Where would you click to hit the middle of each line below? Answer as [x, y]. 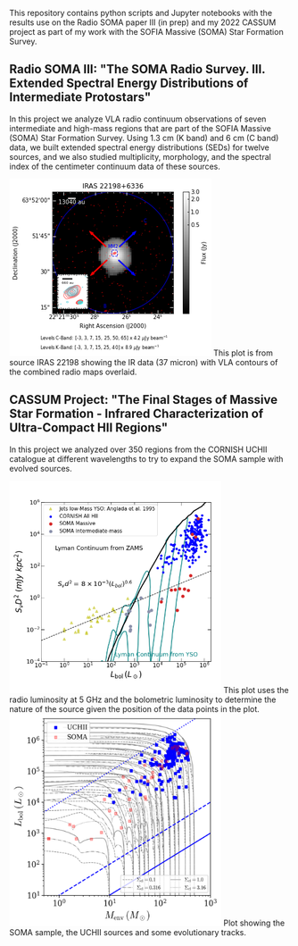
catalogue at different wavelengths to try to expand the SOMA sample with [146, 458]
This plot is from [243, 353]
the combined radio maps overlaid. [73, 372]
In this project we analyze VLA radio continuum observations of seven [138, 119]
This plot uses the [256, 690]
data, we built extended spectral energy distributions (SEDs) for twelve [139, 147]
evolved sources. [41, 468]
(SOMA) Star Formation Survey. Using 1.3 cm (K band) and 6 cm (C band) [144, 138]
